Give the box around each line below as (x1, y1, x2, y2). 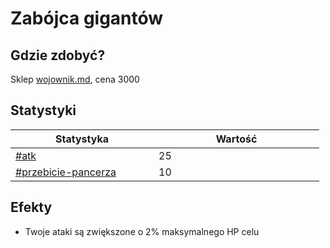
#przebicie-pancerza (15, 165, 117, 179)
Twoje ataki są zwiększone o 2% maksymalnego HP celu (24, 225, 260, 237)
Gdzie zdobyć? (10, 47, 106, 64)
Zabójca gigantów (10, 7, 164, 30)
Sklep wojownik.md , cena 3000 (10, 73, 140, 85)
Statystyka (55, 132, 109, 146)
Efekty (10, 199, 53, 216)
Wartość (215, 132, 258, 146)
